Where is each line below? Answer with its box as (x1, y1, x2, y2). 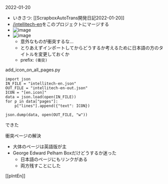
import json (5, 76, 31, 82)
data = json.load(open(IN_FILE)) (5, 94, 77, 99)
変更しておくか (38, 51, 70, 57)
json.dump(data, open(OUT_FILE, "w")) (5, 112, 88, 117)
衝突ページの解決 (5, 133, 41, 139)
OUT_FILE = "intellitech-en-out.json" (5, 86, 88, 91)
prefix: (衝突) (20, 57, 47, 63)
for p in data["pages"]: (5, 99, 58, 104)
